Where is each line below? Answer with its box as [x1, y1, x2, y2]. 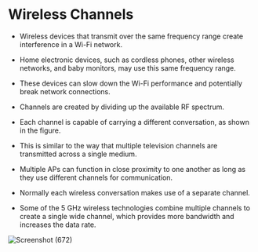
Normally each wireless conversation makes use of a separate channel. [19, 188, 251, 197]
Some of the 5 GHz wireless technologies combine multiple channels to [19, 203, 251, 213]
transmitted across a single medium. [19, 149, 137, 159]
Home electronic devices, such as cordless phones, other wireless [19, 55, 234, 64]
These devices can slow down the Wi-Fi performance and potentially [19, 79, 243, 88]
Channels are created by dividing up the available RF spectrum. [19, 102, 225, 111]
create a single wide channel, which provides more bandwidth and [19, 211, 234, 221]
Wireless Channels [8, 5, 134, 24]
